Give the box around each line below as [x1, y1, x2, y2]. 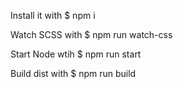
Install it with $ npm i [10, 10, 96, 21]
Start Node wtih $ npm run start [10, 48, 142, 60]
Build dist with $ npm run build [10, 68, 137, 79]
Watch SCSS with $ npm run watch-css [10, 29, 173, 40]
